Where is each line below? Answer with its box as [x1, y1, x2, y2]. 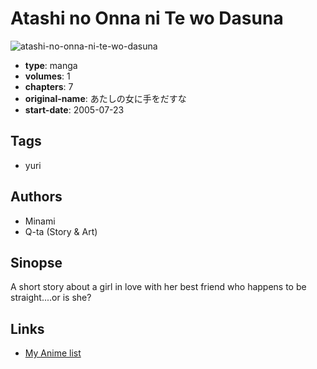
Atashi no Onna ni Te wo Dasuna [10, 7, 284, 30]
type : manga [24, 59, 78, 71]
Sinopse [10, 254, 63, 271]
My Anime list [24, 347, 82, 359]
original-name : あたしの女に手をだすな [24, 92, 187, 104]
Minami [24, 215, 56, 227]
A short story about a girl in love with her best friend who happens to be [10, 281, 307, 293]
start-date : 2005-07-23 [24, 103, 125, 116]
